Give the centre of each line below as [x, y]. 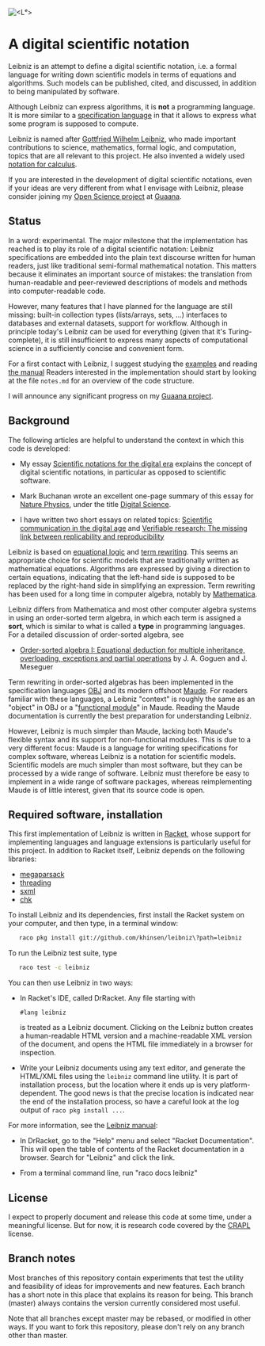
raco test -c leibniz [54, 968]
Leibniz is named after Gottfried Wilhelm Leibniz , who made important [122, 139]
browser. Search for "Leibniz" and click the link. [97, 1157]
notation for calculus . [43, 164]
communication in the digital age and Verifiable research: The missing [133, 528]
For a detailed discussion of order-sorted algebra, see [96, 635]
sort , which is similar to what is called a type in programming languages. [127, 626]
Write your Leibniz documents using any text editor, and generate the [132, 1068]
